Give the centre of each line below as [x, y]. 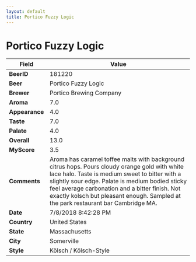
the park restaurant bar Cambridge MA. [103, 203]
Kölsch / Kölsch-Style [79, 250]
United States [68, 222]
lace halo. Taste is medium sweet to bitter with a [115, 174]
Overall [19, 141]
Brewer [19, 93]
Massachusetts [70, 232]
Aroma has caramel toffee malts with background [117, 159]
